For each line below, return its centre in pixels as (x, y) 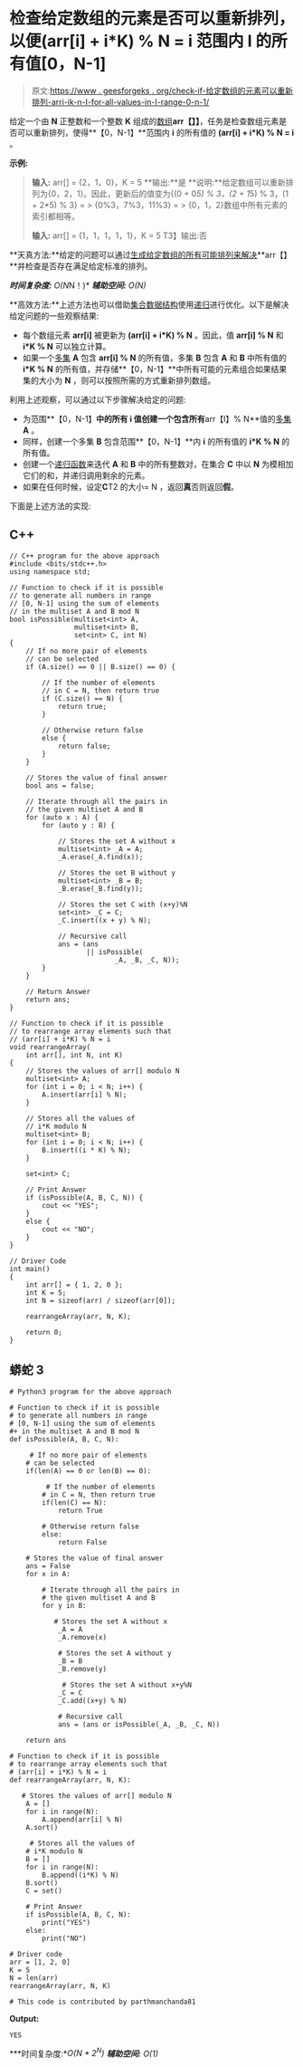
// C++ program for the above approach (85, 556)
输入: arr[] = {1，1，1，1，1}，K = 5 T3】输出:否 (119, 235)
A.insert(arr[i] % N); (85, 1095)
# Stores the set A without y (114, 1653)
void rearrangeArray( (50, 1047)
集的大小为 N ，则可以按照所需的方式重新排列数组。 (119, 380)
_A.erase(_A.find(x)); (100, 856)
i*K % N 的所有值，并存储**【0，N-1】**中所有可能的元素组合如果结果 (155, 368)
